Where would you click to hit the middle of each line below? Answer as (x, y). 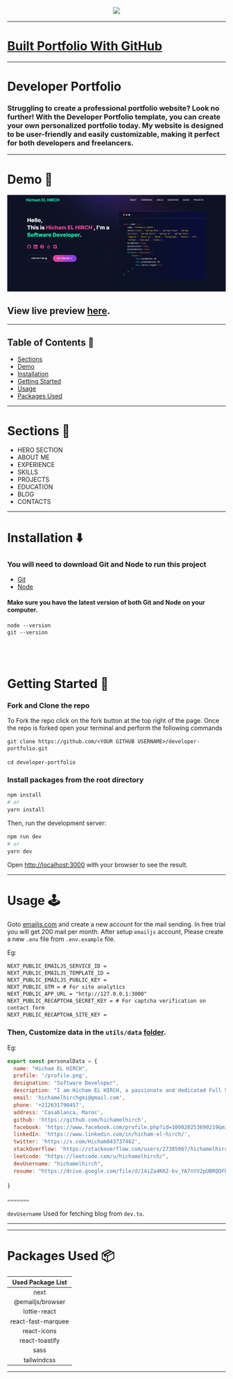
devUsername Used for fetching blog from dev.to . (76, 1214)
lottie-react (40, 1312)
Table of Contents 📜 (51, 343)
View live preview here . (59, 311)
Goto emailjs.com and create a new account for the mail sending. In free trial (116, 924)
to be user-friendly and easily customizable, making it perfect (113, 134)
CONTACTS (34, 502)
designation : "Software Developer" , (66, 1083)
